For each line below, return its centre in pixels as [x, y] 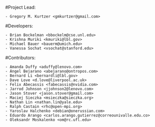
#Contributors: [20, 58]
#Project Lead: [20, 7]
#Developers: [19, 26]
